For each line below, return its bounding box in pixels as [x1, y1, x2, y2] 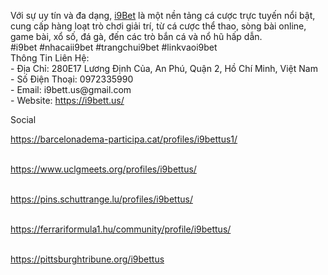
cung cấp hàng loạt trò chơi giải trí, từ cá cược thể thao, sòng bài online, [10, 20, 307, 32]
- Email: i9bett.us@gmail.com [10, 84, 132, 95]
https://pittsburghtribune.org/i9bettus [10, 253, 165, 265]
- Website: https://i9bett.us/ [10, 95, 125, 106]
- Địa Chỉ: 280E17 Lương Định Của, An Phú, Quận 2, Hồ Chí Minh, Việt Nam [10, 63, 318, 74]
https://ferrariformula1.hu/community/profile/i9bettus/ [10, 223, 232, 235]
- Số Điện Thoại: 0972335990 [10, 73, 134, 85]
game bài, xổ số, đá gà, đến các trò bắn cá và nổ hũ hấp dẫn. [10, 31, 263, 42]
